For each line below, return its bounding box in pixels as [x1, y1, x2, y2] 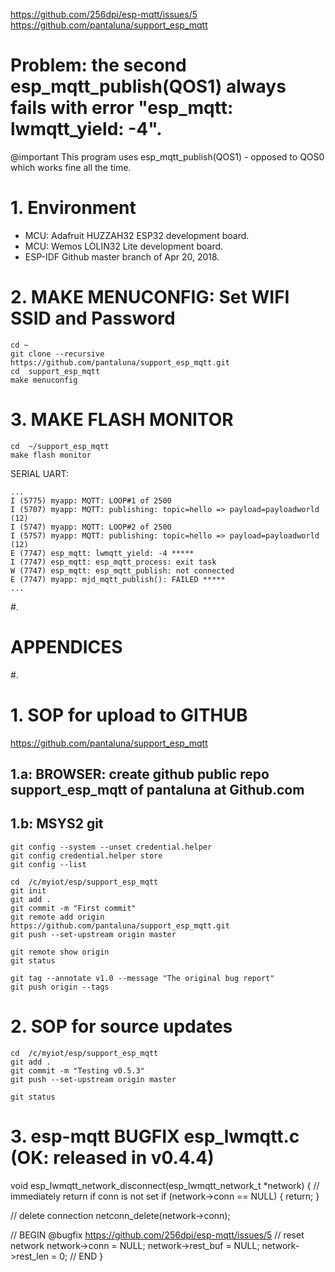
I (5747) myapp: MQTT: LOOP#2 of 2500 [10, 522, 172, 532]
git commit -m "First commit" [10, 903, 137, 913]
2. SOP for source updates [10, 1015, 233, 1038]
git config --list [10, 859, 87, 869]
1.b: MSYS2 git [10, 815, 104, 833]
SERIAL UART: [10, 467, 70, 479]
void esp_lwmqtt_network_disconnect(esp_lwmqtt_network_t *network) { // [10, 1179, 320, 1191]
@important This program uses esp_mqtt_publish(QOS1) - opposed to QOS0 [10, 150, 325, 163]
